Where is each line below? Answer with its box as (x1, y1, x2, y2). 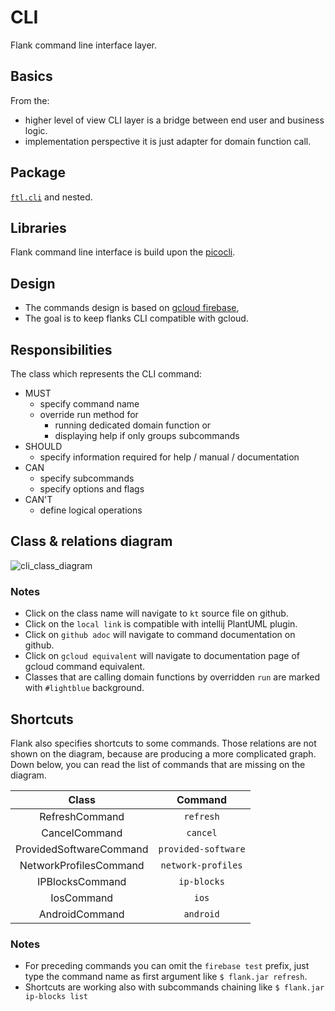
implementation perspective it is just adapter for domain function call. (24, 135, 312, 147)
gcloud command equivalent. (24, 661, 146, 673)
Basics (10, 68, 53, 85)
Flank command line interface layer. (10, 39, 158, 51)
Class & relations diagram (10, 533, 173, 550)
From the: (10, 94, 50, 106)
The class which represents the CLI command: (10, 368, 202, 380)
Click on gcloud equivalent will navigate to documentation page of (24, 650, 301, 662)
